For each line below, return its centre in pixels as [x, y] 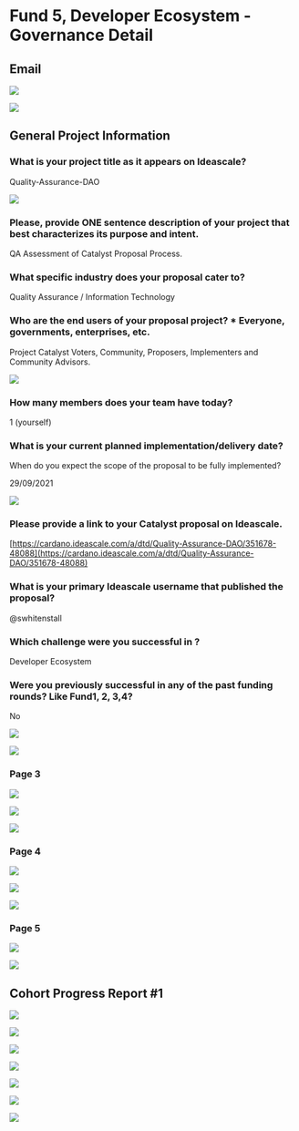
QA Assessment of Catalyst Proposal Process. [96, 253]
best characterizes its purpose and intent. [104, 233]
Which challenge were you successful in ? [105, 642]
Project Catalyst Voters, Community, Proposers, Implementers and [134, 352]
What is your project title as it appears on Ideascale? [128, 162]
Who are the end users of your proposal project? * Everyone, [147, 321]
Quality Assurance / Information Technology [93, 297]
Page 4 [25, 851]
